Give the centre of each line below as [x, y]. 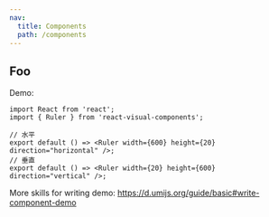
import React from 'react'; [62, 109]
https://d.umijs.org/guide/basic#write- [188, 193]
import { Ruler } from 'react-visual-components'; [107, 118]
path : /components [52, 34]
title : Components [52, 26]
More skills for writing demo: [62, 193]
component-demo [43, 203]
